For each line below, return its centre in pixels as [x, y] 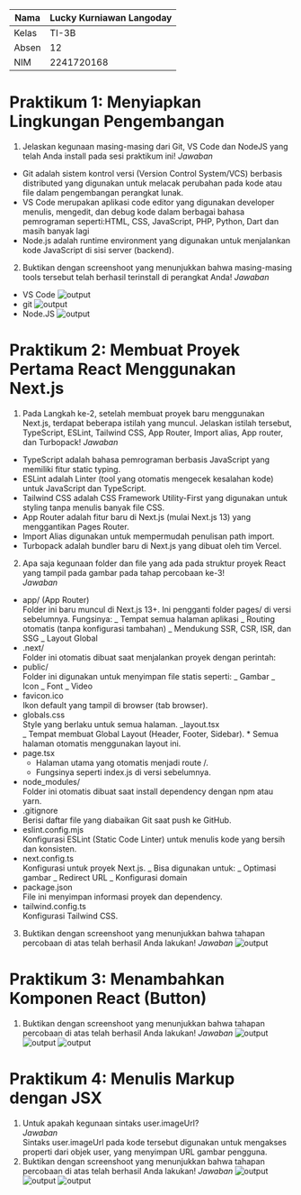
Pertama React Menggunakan [123, 369]
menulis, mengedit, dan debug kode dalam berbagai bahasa [133, 212]
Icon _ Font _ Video [57, 686]
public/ [35, 667]
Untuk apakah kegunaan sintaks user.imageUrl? [111, 1123]
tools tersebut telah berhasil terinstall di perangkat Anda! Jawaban [146, 277]
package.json [48, 887]
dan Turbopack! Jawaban [70, 442]
